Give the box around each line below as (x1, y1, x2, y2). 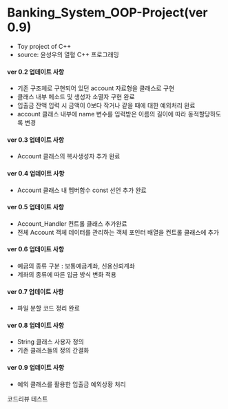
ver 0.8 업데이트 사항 (7, 321, 64, 329)
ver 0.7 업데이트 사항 (7, 287, 64, 295)
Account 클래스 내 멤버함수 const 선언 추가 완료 (17, 186, 147, 194)
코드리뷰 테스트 (7, 395, 48, 403)
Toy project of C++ (17, 42, 72, 50)
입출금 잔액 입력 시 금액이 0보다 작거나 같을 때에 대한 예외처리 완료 (17, 101, 196, 109)
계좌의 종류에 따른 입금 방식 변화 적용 (17, 270, 117, 278)
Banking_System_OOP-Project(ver (7, 5, 208, 21)
